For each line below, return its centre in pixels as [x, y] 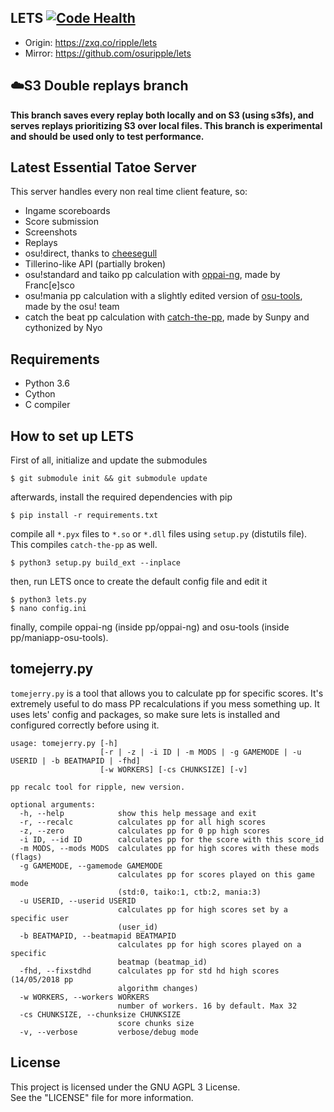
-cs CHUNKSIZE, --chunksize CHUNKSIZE [100, 1014]
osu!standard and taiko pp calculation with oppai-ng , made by [152, 275]
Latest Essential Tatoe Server [103, 167]
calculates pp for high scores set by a [202, 909]
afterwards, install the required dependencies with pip [121, 497]
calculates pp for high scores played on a [209, 944]
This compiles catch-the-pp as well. [84, 545]
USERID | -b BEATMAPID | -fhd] [75, 761]
